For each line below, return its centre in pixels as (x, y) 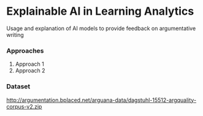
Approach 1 (29, 64)
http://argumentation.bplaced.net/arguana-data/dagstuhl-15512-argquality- (101, 100)
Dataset (18, 87)
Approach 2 (30, 71)
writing (15, 34)
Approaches (25, 50)
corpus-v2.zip (24, 106)
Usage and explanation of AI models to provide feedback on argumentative (101, 28)
